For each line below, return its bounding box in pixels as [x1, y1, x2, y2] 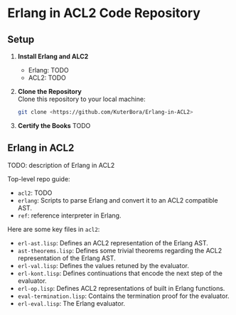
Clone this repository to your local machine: [17, 95, 146, 103]
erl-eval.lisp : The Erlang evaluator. [17, 299, 126, 307]
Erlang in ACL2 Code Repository [7, 5, 201, 21]
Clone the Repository [17, 87, 82, 95]
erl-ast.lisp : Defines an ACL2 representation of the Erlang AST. [17, 238, 208, 247]
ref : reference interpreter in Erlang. [17, 211, 122, 220]
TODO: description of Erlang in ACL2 [7, 161, 115, 169]
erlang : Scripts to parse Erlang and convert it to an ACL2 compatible [17, 196, 218, 204]
